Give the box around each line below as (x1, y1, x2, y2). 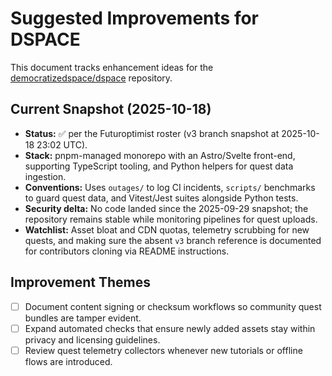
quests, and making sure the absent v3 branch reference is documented (24, 234, 322, 246)
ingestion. (24, 170, 67, 182)
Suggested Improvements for (10, 7, 260, 30)
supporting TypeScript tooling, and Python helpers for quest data (24, 160, 294, 172)
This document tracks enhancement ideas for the (10, 61, 214, 73)
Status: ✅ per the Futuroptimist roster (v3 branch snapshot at (24, 127, 280, 139)
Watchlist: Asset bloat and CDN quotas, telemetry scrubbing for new (24, 223, 310, 236)
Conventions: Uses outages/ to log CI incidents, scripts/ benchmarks (24, 181, 316, 193)
